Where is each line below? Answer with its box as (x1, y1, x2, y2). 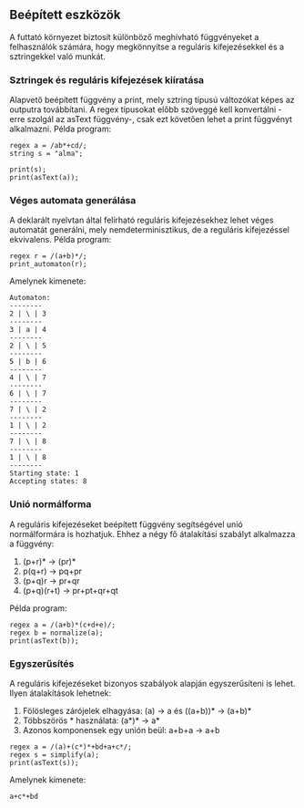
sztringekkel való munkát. (9, 50, 106, 62)
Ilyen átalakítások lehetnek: (9, 688, 112, 699)
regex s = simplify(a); (9, 751, 100, 760)
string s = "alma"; (9, 150, 84, 159)
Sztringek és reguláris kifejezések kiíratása (9, 73, 205, 86)
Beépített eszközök (9, 7, 121, 23)
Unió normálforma (9, 498, 92, 511)
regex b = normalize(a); (9, 628, 104, 637)
